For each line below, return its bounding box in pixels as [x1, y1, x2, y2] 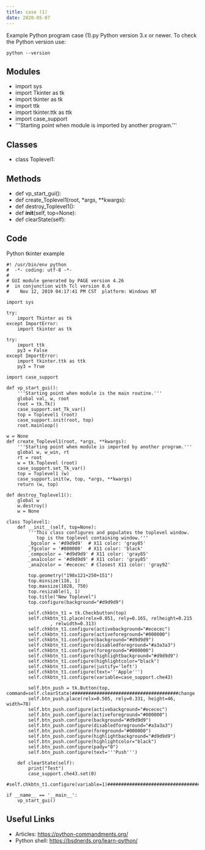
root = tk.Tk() [17, 401, 56, 407]
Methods [6, 173, 41, 184]
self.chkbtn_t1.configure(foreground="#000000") [28, 647, 154, 653]
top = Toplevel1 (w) [17, 470, 70, 476]
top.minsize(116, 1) [28, 577, 81, 584]
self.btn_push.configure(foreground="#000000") [28, 728, 151, 734]
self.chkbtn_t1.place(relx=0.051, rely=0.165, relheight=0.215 [28, 615, 192, 622]
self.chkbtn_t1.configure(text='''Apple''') [28, 669, 143, 675]
